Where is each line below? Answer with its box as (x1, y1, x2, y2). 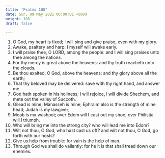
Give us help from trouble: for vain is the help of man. (12, 138, 121, 144)
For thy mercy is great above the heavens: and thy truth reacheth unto (12, 60, 155, 66)
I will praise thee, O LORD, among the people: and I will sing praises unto (12, 50, 160, 55)
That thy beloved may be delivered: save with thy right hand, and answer (12, 80, 160, 86)
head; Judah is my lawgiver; (12, 106, 70, 113)
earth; (12, 76, 25, 81)
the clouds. (12, 65, 36, 71)
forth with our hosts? (12, 133, 55, 139)
